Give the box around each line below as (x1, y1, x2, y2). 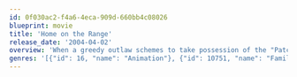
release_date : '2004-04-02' (9, 37, 113, 47)
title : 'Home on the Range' (9, 29, 113, 38)
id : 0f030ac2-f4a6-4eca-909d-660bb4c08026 (9, 12, 168, 22)
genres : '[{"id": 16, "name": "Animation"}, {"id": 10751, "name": (9, 54, 263, 63)
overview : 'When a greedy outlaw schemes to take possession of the (9, 46, 267, 55)
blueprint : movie (9, 21, 73, 30)
